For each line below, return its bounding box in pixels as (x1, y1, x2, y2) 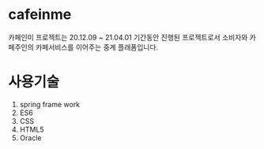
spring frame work (19, 99, 81, 109)
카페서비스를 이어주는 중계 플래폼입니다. (35, 42, 159, 52)
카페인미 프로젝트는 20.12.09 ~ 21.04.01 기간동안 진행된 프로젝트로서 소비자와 (8, 32, 248, 42)
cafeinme (8, 6, 72, 24)
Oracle (19, 132, 42, 143)
